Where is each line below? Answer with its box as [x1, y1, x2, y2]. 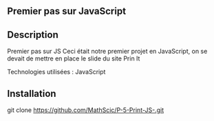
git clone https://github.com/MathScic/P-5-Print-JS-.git [7, 106, 164, 114]
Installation [7, 87, 56, 99]
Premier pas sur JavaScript [7, 5, 126, 17]
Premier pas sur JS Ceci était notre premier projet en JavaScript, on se [7, 47, 208, 56]
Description [7, 29, 58, 41]
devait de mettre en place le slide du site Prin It [7, 54, 140, 63]
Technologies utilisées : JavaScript [7, 68, 106, 76]
